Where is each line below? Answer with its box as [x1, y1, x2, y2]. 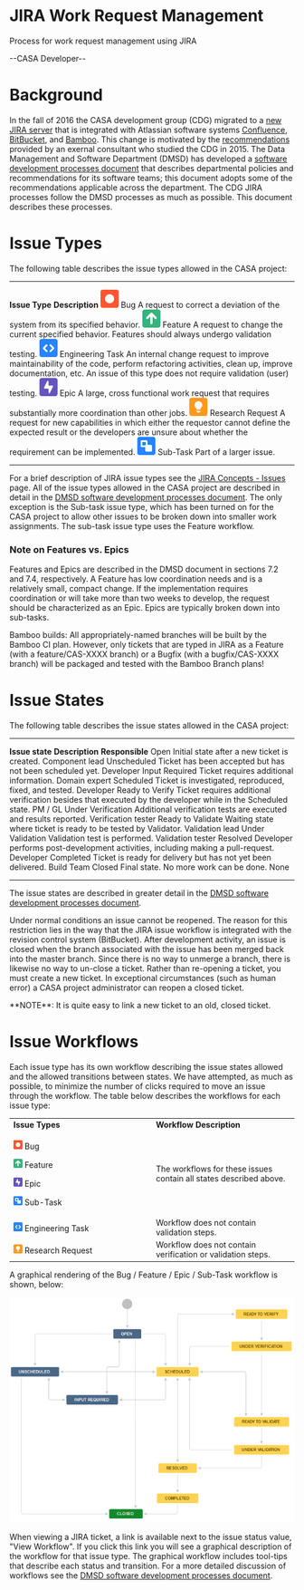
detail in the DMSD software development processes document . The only [9, 491, 283, 503]
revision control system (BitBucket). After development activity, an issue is [9, 934, 287, 945]
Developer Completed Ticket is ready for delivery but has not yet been [9, 853, 271, 863]
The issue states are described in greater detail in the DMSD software [9, 888, 270, 899]
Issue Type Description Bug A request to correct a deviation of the [9, 299, 280, 310]
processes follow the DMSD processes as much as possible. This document [9, 191, 293, 202]
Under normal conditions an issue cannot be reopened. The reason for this [9, 915, 288, 926]
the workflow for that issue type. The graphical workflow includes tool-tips [9, 1550, 288, 1561]
